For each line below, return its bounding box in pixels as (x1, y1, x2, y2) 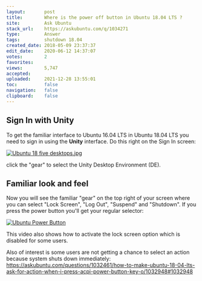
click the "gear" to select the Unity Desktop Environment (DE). (6, 161, 161, 168)
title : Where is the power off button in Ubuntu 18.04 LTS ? (6, 14, 183, 21)
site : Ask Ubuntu (6, 20, 71, 26)
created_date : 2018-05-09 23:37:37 (6, 43, 96, 49)
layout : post (6, 8, 56, 15)
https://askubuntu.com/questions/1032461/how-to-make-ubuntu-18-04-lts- (6, 262, 195, 269)
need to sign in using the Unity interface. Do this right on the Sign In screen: (6, 137, 197, 145)
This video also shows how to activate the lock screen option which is (6, 230, 180, 238)
